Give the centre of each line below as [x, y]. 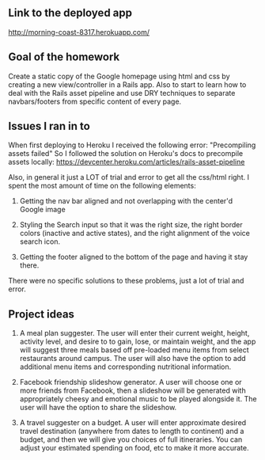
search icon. [40, 241]
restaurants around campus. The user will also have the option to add [133, 359]
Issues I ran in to [49, 126]
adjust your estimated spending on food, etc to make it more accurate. [134, 448]
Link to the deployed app [70, 13]
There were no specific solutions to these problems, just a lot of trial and [126, 281]
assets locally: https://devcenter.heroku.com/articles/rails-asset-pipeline [127, 162]
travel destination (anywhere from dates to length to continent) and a [132, 431]
